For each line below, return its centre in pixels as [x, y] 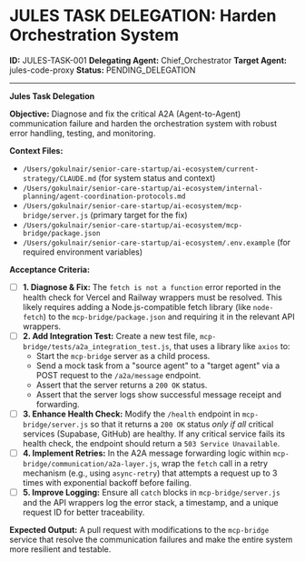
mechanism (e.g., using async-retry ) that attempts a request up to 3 [150, 473]
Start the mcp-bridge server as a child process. [123, 356]
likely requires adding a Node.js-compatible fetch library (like [137, 307]
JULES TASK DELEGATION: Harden [143, 16]
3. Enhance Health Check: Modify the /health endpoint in [131, 414]
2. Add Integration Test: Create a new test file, [110, 336]
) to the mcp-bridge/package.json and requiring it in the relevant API [169, 316]
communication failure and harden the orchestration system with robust [143, 123]
